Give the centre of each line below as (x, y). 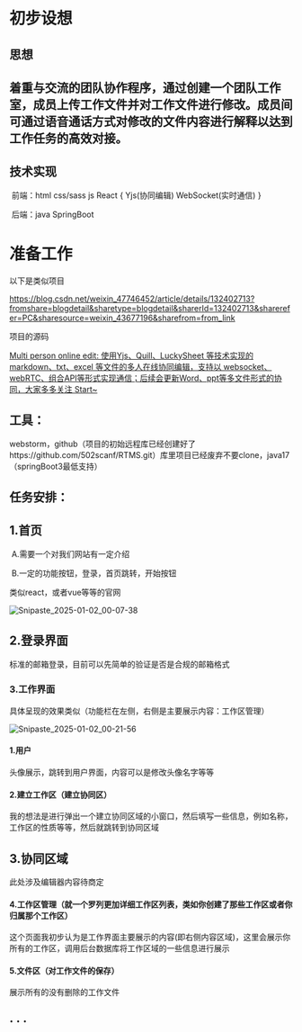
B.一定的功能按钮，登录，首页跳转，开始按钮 (94, 573)
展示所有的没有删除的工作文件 (64, 992)
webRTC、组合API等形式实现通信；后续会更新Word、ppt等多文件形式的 (142, 378)
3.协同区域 (39, 859)
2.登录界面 (39, 641)
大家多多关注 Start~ (61, 389)
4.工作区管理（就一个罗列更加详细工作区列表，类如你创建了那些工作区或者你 (151, 904)
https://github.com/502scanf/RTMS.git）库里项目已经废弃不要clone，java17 (150, 454)
